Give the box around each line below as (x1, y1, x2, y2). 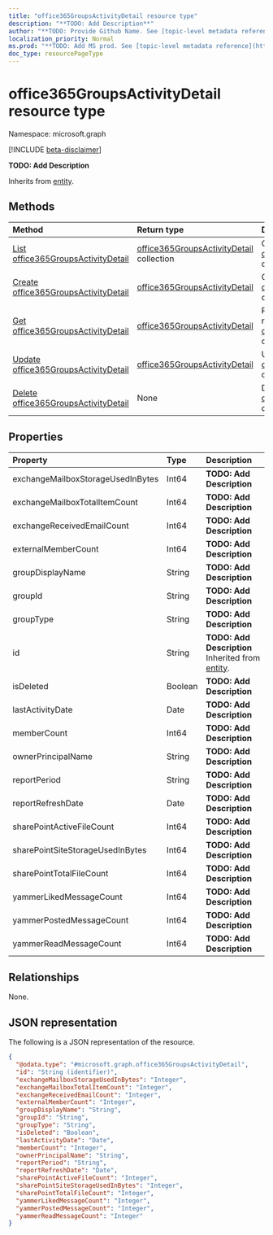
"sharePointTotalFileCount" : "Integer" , (15, 1189, 154, 1197)
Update (12, 353, 41, 364)
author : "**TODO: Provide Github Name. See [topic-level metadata (8, 27, 238, 35)
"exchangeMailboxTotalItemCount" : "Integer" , (15, 1083, 173, 1091)
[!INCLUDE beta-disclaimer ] (8, 144, 102, 155)
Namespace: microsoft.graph (8, 129, 106, 138)
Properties (8, 430, 63, 444)
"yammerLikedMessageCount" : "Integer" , (15, 1197, 151, 1205)
